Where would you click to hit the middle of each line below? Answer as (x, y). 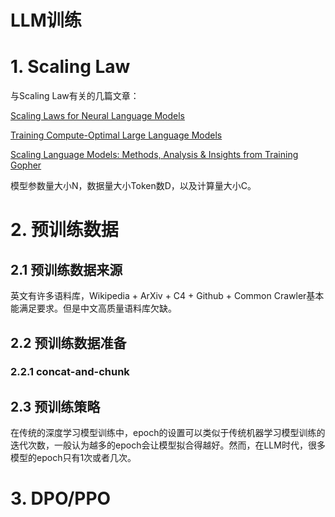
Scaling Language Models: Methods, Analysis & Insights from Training (154, 155)
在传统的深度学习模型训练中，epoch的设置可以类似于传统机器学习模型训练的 (168, 433)
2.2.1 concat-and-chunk (70, 372)
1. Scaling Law (70, 67)
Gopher (26, 165)
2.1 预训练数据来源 (66, 269)
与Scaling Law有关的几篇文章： (75, 96)
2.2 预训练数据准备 (68, 342)
